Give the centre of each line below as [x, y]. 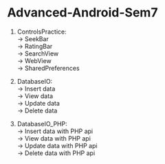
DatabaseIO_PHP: [42, 124]
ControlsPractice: [42, 32]
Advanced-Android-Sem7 [82, 13]
